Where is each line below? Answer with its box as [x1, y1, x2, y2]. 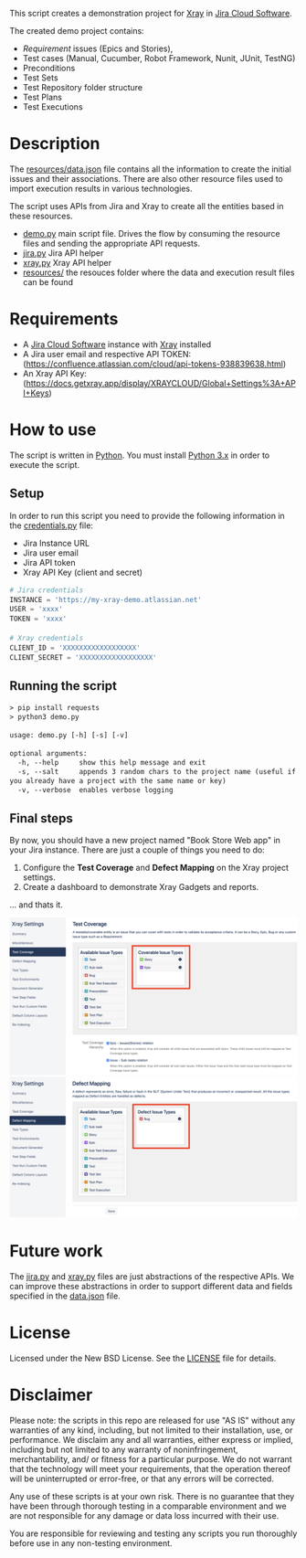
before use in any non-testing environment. [9, 1537, 173, 1548]
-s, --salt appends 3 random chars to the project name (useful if [17, 768, 297, 777]
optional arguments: [9, 749, 89, 758]
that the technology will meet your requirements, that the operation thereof [9, 1463, 291, 1474]
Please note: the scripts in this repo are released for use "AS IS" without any [9, 1415, 295, 1426]
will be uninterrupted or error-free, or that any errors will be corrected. [9, 1473, 274, 1484]
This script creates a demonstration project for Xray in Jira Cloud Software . [9, 8, 292, 18]
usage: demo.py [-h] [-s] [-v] [9, 731, 129, 740]
